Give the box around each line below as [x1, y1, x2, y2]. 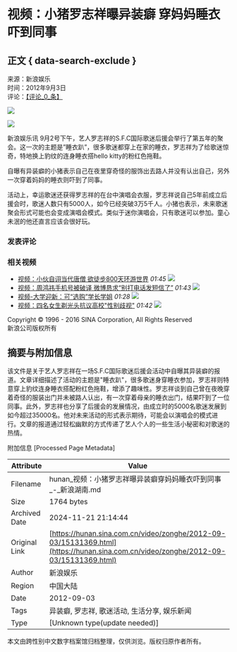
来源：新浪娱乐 [7, 75, 51, 83]
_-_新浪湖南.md [49, 485, 101, 495]
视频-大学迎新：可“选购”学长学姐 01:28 [17, 292, 130, 301]
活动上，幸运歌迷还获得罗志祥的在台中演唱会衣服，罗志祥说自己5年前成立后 [7, 190, 228, 199]
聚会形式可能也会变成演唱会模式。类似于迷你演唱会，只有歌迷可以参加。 [7, 208, 217, 217]
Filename [11, 479, 42, 489]
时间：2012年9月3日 [7, 84, 66, 92]
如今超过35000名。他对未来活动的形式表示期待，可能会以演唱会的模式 [7, 411, 212, 420]
